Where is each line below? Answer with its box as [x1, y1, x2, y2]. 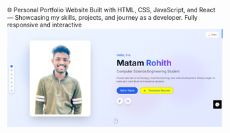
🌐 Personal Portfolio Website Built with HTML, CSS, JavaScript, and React [7, 6, 216, 14]
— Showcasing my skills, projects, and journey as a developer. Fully [7, 14, 198, 21]
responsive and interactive [7, 20, 82, 29]
